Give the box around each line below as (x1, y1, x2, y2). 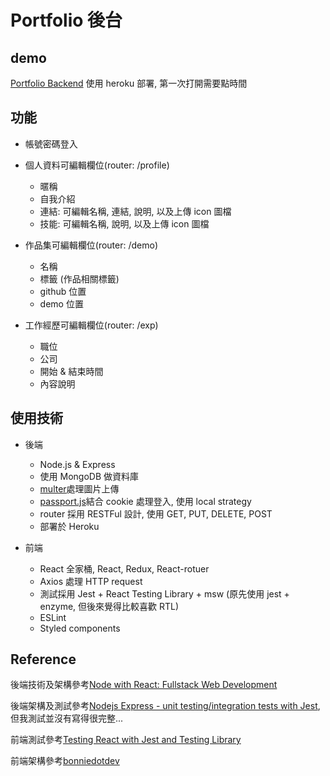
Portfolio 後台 (10, 9, 123, 32)
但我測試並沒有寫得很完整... (10, 712, 124, 725)
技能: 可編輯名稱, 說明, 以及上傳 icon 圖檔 (39, 217, 210, 230)
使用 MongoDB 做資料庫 (39, 470, 140, 482)
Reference (10, 651, 77, 668)
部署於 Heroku (39, 520, 100, 532)
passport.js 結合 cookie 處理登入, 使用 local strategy (39, 495, 252, 507)
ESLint (39, 611, 67, 623)
